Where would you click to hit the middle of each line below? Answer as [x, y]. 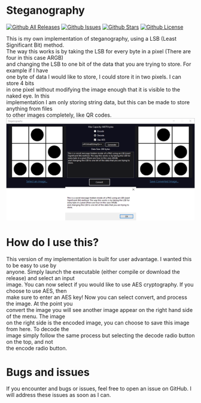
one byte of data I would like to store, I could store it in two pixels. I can [94, 77]
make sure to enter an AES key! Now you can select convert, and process [97, 297]
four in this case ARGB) [35, 57]
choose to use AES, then [36, 290]
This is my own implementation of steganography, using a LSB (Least [91, 38]
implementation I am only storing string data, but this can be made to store [98, 102]
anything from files [29, 108]
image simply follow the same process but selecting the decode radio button [100, 335]
